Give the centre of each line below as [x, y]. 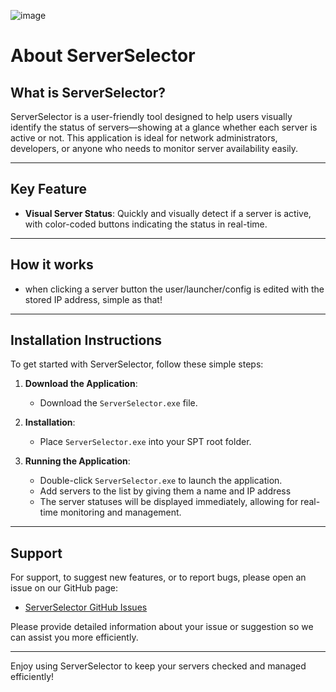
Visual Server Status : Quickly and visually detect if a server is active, [168, 213]
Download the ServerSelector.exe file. [118, 403]
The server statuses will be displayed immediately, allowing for [169, 502]
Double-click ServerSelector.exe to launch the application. [161, 481]
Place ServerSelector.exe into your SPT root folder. [145, 442]
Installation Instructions [86, 340]
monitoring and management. [120, 512]
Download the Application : [81, 384]
